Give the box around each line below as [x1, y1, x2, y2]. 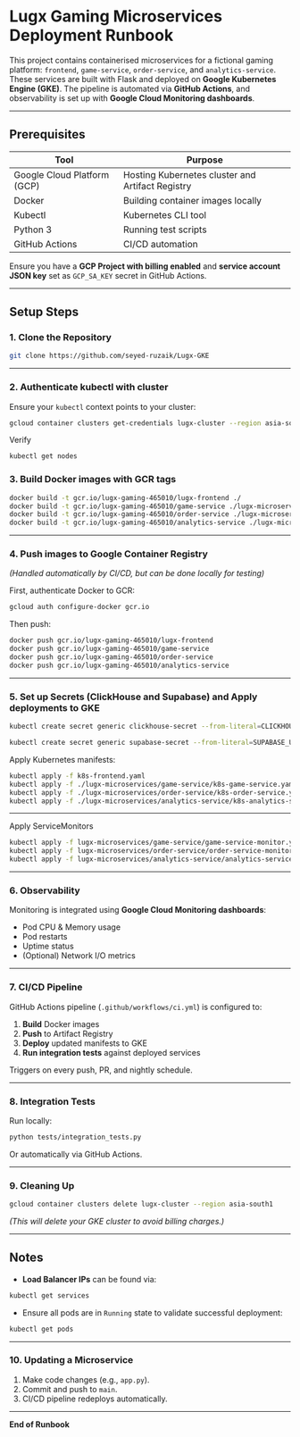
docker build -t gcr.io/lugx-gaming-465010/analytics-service [9, 518, 246, 528]
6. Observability [9, 884, 80, 897]
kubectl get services [9, 1291, 90, 1300]
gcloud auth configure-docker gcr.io [9, 603, 150, 612]
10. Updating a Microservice [9, 1354, 134, 1366]
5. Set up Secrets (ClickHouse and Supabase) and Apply [9, 690, 258, 703]
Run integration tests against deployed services [21, 1047, 201, 1057]
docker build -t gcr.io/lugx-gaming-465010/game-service [9, 502, 226, 511]
